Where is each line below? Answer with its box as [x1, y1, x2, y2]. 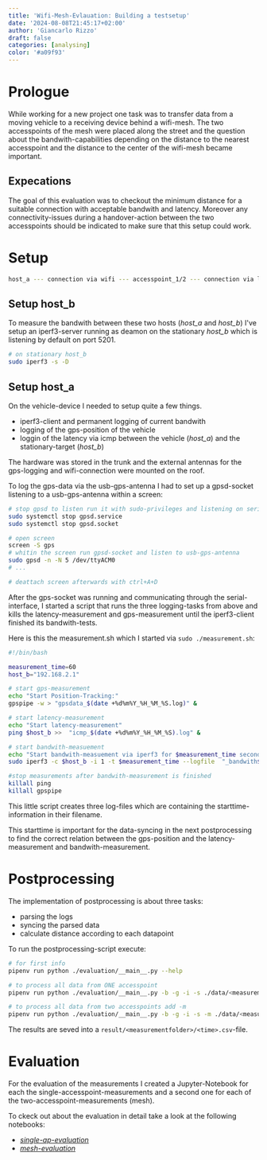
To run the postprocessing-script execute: [8, 944, 147, 953]
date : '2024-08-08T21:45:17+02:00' [8, 19, 126, 27]
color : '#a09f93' [8, 49, 66, 56]
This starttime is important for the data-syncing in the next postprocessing [8, 825, 253, 835]
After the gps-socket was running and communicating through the [8, 592, 225, 601]
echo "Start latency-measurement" [8, 721, 123, 729]
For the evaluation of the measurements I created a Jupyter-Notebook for [8, 1079, 249, 1088]
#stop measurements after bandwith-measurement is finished [8, 773, 212, 780]
